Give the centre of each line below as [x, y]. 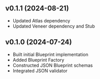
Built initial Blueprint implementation [50, 54]
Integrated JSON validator [40, 70]
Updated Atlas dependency [41, 20]
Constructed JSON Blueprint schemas [53, 65]
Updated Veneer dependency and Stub [54, 26]
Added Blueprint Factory [39, 60]
